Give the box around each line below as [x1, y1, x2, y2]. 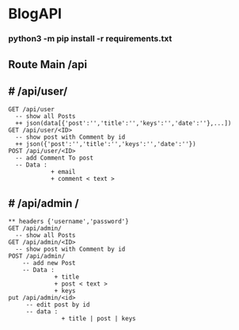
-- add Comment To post [15, 154, 93, 163]
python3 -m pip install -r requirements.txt [8, 33, 173, 44]
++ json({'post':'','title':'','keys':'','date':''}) [15, 140, 196, 148]
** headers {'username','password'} [8, 217, 129, 226]
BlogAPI [8, 5, 62, 23]
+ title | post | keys [61, 315, 136, 323]
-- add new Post [22, 259, 77, 267]
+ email [50, 168, 77, 176]
